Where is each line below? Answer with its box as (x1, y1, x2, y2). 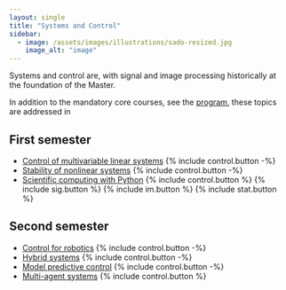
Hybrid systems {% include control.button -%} (21, 252, 193, 263)
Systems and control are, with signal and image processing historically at (9, 70, 277, 81)
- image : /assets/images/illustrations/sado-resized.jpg (17, 37, 233, 47)
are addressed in (9, 106, 71, 117)
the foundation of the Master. (9, 80, 116, 90)
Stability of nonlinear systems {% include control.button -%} (21, 165, 243, 176)
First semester (9, 132, 91, 147)
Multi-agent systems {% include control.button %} (21, 270, 207, 281)
